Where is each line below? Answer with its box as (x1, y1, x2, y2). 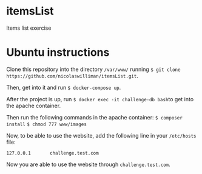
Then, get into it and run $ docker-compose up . (6, 84, 121, 91)
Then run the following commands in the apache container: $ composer (6, 113, 183, 121)
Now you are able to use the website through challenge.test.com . (6, 161, 171, 168)
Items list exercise (6, 24, 52, 32)
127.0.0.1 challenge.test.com (6, 150, 99, 156)
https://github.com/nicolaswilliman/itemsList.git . (6, 72, 138, 79)
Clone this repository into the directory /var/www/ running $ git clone (6, 65, 181, 73)
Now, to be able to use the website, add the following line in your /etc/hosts (6, 132, 197, 139)
